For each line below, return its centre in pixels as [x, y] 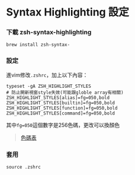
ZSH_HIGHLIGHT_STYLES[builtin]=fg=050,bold [61, 103]
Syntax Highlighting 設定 [67, 12]
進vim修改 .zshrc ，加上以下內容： [47, 75]
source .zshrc [24, 167]
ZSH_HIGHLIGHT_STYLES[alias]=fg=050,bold [58, 98]
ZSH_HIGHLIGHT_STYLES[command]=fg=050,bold [61, 113]
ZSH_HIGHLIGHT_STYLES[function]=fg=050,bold [62, 108]
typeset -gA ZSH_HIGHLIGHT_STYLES [49, 86]
